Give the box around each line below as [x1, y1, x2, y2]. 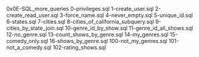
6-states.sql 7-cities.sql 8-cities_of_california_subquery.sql [6, 18, 154, 25]
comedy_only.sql [6, 38, 49, 44]
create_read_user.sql [6, 12, 59, 19]
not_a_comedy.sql [6, 44, 52, 51]
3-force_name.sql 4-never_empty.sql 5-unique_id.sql [60, 12, 193, 19]
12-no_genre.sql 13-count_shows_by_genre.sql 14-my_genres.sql [6, 31, 169, 38]
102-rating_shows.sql [52, 44, 106, 51]
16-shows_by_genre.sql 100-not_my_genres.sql [49, 38, 167, 44]
